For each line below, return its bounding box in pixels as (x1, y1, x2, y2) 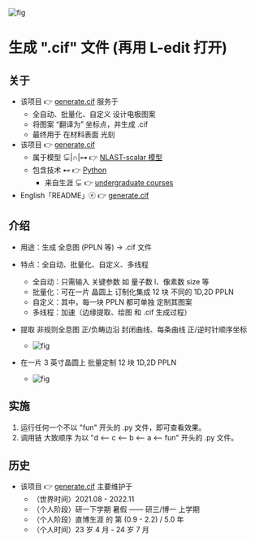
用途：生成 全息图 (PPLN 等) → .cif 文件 (19, 242, 152, 252)
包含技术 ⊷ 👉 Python (32, 165, 107, 175)
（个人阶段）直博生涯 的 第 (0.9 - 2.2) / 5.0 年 (32, 514, 184, 524)
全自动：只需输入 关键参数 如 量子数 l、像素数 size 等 (32, 276, 210, 286)
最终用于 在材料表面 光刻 (32, 130, 115, 139)
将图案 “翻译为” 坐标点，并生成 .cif (32, 119, 149, 129)
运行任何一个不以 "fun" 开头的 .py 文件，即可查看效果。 (19, 423, 206, 432)
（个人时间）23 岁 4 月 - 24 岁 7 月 (32, 525, 150, 535)
